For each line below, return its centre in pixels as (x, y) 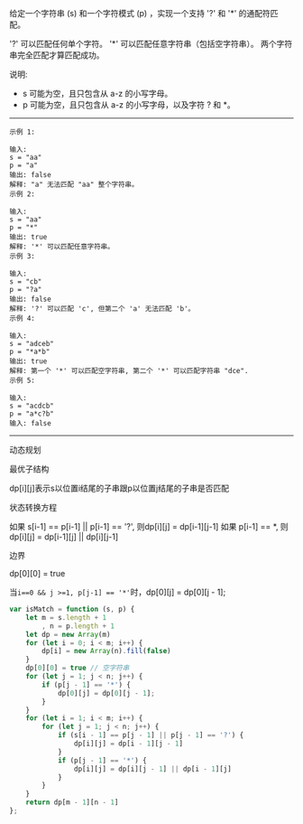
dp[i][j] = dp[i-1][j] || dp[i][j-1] (64, 537)
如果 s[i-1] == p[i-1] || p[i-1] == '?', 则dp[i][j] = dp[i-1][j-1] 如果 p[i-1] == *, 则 (149, 526)
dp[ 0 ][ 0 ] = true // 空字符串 (78, 668)
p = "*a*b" (30, 351)
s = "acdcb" (32, 406)
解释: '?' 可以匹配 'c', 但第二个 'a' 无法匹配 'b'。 (102, 309)
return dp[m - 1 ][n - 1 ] (72, 802)
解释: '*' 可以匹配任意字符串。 (62, 247)
